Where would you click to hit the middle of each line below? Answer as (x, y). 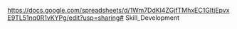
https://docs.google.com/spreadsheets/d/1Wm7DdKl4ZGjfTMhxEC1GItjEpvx (118, 10)
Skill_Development (153, 18)
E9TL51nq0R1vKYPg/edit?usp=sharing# (66, 18)
